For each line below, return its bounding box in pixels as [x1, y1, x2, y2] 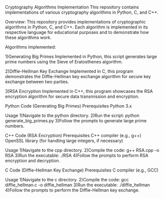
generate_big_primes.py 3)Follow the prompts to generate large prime [5, 118, 147, 123]
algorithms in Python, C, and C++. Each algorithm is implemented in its [5, 24, 148, 30]
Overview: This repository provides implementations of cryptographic [5, 19, 146, 25]
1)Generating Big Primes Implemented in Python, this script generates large [5, 54, 157, 59]
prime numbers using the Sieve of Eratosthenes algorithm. [5, 59, 123, 64]
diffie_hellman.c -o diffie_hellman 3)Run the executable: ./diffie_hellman [5, 182, 150, 188]
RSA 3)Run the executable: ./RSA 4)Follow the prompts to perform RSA [5, 152, 149, 158]
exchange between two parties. [5, 79, 69, 85]
